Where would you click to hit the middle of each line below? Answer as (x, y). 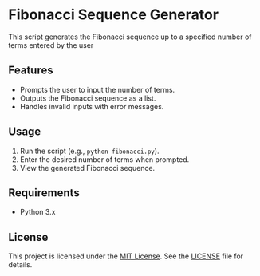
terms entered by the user (51, 45)
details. (20, 265)
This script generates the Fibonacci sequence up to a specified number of (130, 37)
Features (31, 71)
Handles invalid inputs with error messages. (92, 106)
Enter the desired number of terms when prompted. (104, 159)
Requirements (44, 193)
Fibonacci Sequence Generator (114, 15)
